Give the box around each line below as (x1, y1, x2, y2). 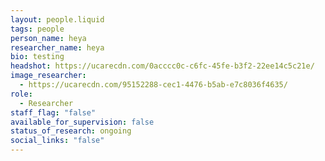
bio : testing (10, 52, 65, 62)
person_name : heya (10, 33, 87, 43)
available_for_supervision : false (10, 117, 155, 127)
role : (10, 89, 33, 99)
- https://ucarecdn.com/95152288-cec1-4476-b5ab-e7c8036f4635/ (19, 80, 288, 90)
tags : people (10, 24, 65, 34)
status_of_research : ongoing (10, 126, 132, 136)
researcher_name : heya (10, 42, 105, 53)
